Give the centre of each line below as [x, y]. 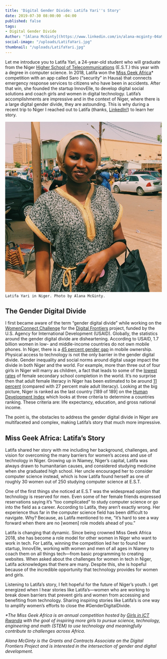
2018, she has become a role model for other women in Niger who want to [81, 538]
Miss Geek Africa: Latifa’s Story [55, 438]
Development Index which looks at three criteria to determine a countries [80, 397]
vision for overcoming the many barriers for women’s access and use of [79, 455]
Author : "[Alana [22, 37]
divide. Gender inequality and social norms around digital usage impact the [82, 360]
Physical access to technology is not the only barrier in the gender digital [80, 355]
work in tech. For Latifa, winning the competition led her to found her [75, 543]
